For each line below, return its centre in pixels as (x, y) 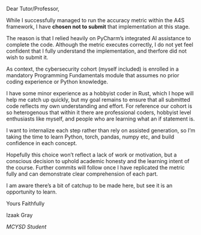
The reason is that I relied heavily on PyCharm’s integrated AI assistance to (99, 38)
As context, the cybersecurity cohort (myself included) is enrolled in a (92, 69)
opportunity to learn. (31, 192)
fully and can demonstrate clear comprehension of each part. (82, 174)
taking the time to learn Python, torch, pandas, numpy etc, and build (90, 137)
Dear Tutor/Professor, (33, 9)
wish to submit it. (27, 57)
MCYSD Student (26, 227)
